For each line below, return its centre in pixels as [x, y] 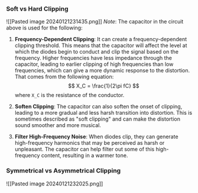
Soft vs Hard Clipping [38, 9]
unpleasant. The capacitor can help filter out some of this [85, 149]
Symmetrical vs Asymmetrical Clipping [64, 171]
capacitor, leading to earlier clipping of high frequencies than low [94, 64]
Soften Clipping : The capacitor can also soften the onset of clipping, [98, 107]
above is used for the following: [44, 28]
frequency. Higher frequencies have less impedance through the [93, 58]
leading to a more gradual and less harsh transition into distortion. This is [103, 113]
